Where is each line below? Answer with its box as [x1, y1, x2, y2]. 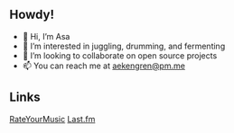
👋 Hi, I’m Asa [22, 31, 70, 41]
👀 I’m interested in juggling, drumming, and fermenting [22, 40, 226, 51]
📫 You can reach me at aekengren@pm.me [22, 60, 185, 71]
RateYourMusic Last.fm [9, 113, 96, 124]
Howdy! [9, 7, 55, 22]
